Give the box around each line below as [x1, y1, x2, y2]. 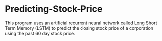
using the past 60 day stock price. [5, 30, 76, 36]
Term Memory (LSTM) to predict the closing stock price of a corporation [5, 25, 153, 31]
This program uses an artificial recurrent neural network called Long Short [5, 20, 157, 26]
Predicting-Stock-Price [5, 3, 103, 15]
